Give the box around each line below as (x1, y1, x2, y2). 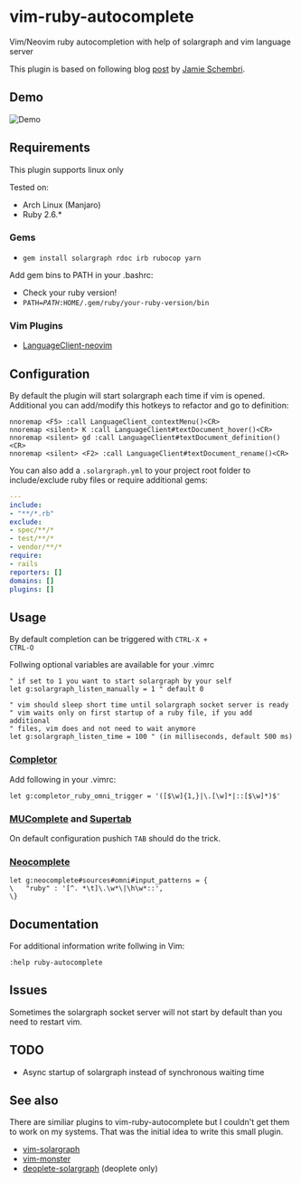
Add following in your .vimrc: (9, 774, 117, 784)
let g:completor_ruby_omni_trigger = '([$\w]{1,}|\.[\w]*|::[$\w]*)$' (9, 791, 281, 801)
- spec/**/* (9, 525, 54, 535)
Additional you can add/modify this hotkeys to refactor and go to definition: (9, 399, 289, 410)
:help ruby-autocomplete (9, 957, 103, 967)
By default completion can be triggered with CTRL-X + (9, 634, 208, 645)
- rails (9, 559, 39, 568)
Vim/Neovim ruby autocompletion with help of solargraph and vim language (9, 36, 291, 47)
